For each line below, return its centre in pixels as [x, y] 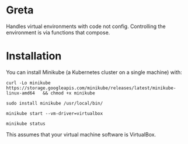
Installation [34, 56]
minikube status [26, 124]
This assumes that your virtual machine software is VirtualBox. [81, 134]
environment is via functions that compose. [58, 32]
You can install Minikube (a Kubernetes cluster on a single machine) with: [94, 72]
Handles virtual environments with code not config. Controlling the [86, 26]
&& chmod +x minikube [69, 93]
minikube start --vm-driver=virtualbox [55, 113]
